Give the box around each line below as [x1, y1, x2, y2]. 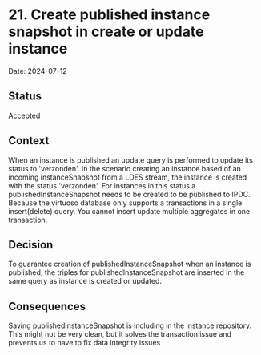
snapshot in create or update [8, 22, 204, 41]
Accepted [8, 111, 41, 120]
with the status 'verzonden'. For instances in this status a [8, 180, 196, 190]
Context [8, 134, 50, 147]
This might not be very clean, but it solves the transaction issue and [8, 329, 232, 339]
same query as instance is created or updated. [8, 276, 163, 286]
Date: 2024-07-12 [8, 66, 67, 75]
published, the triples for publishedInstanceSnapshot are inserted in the [8, 268, 245, 277]
